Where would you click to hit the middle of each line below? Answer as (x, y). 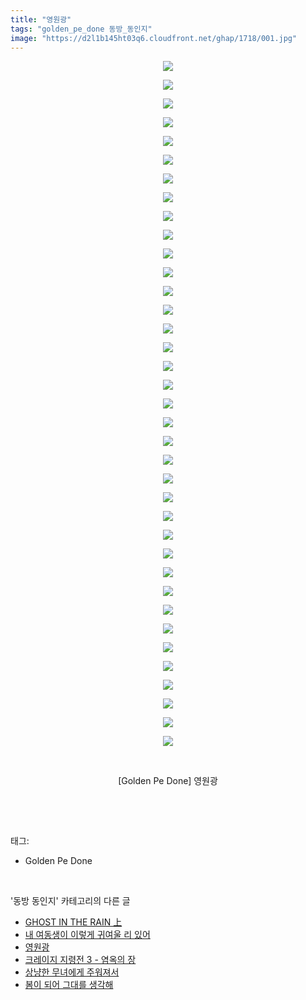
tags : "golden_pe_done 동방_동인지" (81, 29)
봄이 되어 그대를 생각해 (69, 985)
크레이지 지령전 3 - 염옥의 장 (80, 960)
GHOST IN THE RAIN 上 (73, 922)
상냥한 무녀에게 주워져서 (72, 972)
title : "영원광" (41, 19)
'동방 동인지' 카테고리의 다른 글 (70, 901)
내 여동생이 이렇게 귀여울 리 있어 (87, 935)
